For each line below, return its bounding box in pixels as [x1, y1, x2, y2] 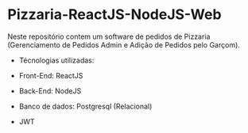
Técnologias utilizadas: [18, 55, 95, 65]
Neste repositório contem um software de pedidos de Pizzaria [7, 32, 211, 41]
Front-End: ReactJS [18, 70, 83, 80]
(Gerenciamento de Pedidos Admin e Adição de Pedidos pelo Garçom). [7, 40, 240, 49]
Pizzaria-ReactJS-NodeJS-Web [7, 6, 222, 24]
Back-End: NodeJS [18, 85, 82, 96]
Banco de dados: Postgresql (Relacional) [18, 101, 153, 111]
